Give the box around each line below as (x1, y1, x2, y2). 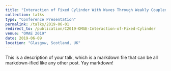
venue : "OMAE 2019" (5, 31, 47, 36)
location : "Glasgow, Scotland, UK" (5, 41, 81, 46)
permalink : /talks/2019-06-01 (5, 21, 70, 27)
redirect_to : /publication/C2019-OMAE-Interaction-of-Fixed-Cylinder (5, 26, 156, 31)
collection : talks (5, 12, 44, 17)
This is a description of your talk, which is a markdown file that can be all (5, 54, 158, 60)
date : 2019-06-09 (5, 36, 42, 41)
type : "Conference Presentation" (5, 17, 76, 22)
